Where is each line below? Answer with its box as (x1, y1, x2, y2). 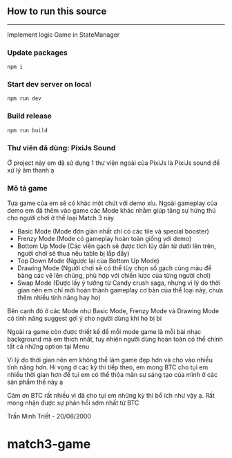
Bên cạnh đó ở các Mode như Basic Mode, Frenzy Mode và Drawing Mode (7, 307, 220, 315)
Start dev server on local (7, 80, 92, 89)
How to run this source (7, 6, 107, 17)
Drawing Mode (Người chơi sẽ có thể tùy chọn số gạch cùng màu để (17, 264, 212, 272)
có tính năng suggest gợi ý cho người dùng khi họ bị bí (7, 315, 162, 323)
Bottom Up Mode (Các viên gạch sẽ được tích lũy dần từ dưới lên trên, (17, 242, 216, 250)
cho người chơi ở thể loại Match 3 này (7, 214, 115, 222)
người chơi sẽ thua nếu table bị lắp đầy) (17, 249, 130, 258)
